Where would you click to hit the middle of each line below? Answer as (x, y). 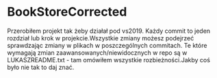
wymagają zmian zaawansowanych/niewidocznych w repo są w (97, 53)
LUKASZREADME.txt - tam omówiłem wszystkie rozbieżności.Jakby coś (109, 60)
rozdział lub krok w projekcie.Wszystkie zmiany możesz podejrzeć (101, 38)
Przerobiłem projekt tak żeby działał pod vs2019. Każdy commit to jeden (109, 31)
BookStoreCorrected (67, 12)
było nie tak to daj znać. (41, 67)
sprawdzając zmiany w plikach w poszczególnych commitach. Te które (107, 45)
